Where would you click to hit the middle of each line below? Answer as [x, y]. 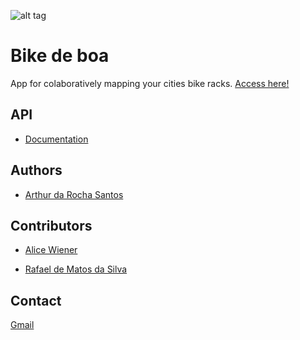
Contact [36, 300]
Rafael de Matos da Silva [76, 269]
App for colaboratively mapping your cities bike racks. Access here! [150, 83]
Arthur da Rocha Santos [74, 194]
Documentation [56, 139]
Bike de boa [60, 56]
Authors [36, 170]
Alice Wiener [51, 250]
